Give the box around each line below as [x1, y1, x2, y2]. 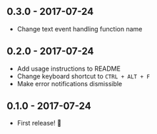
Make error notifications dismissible [16, 79, 123, 88]
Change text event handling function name [16, 24, 143, 33]
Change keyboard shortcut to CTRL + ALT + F [16, 71, 151, 81]
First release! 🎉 [16, 119, 62, 128]
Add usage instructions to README [16, 64, 121, 73]
